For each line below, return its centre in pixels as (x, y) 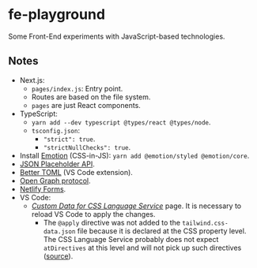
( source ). (58, 256)
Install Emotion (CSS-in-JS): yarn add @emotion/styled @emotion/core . (134, 155)
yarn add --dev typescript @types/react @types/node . (121, 122)
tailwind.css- (205, 223)
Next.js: (32, 80)
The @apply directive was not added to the (111, 222)
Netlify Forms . (43, 189)
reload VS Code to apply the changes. (93, 214)
